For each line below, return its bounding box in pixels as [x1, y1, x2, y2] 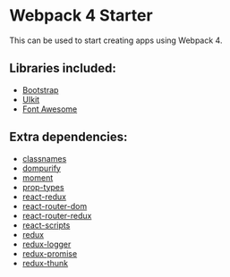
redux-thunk [21, 257, 69, 268]
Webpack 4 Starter [9, 5, 154, 26]
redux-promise [21, 248, 78, 259]
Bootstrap [21, 84, 59, 95]
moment [21, 172, 54, 183]
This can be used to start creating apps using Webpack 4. [9, 35, 223, 46]
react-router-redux [21, 210, 92, 221]
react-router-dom [21, 200, 88, 211]
